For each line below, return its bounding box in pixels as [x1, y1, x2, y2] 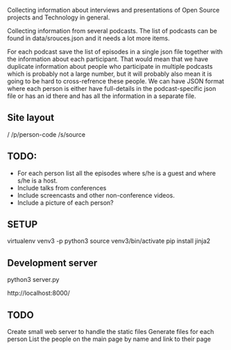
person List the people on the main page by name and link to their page [7, 335, 212, 343]
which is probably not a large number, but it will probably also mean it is [7, 69, 212, 78]
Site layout [7, 112, 54, 124]
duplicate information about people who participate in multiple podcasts [7, 62, 213, 70]
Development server [7, 257, 98, 269]
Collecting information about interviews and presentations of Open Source [7, 6, 220, 14]
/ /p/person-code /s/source [7, 130, 85, 138]
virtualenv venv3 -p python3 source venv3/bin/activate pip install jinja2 [7, 237, 211, 245]
